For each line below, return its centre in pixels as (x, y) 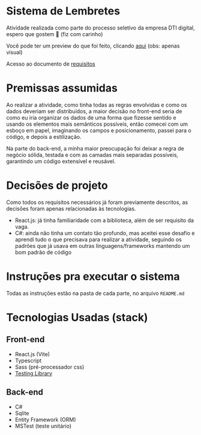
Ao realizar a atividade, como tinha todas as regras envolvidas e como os (97, 105)
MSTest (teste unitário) (43, 426)
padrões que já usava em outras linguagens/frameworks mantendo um (102, 245)
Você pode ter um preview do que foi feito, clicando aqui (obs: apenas (93, 46)
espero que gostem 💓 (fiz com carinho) (55, 34)
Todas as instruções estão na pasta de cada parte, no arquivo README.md (95, 293)
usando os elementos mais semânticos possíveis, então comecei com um (97, 124)
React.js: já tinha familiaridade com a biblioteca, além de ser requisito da (104, 220)
